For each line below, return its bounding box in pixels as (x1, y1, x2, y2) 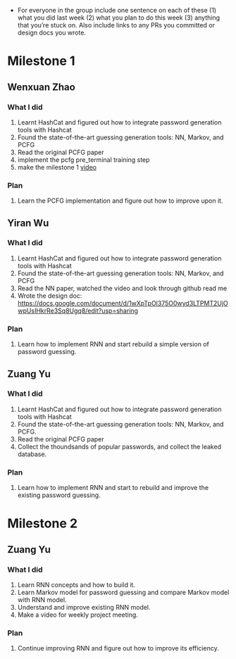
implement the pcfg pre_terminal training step (17, 155, 150, 164)
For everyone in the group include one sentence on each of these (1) (17, 6, 217, 14)
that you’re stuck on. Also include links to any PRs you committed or (17, 21, 215, 29)
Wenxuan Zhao (7, 81, 75, 93)
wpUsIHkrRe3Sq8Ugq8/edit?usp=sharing (17, 306, 139, 315)
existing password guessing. (17, 491, 101, 499)
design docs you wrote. (17, 28, 87, 37)
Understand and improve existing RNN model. (17, 603, 151, 612)
